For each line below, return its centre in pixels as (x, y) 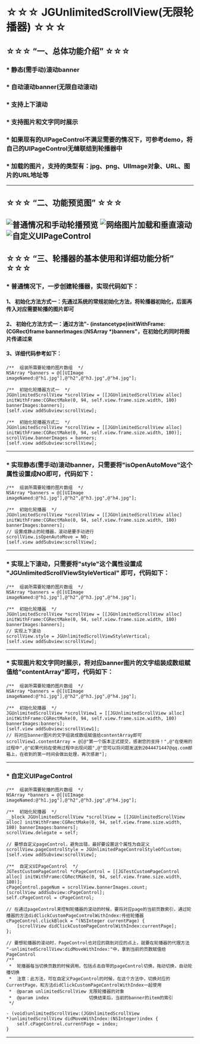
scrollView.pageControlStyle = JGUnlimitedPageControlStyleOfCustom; (94, 850)
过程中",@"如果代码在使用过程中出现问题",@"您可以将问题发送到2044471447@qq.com (97, 748)
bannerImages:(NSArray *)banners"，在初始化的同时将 (115, 331)
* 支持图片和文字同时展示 (42, 122)
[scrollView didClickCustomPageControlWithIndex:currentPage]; (97, 926)
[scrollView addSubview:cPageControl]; (56, 893)
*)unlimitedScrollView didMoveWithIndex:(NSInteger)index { (82, 1019)
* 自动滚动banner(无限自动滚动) (52, 87)
